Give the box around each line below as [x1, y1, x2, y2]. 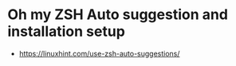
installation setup [7, 22, 125, 41]
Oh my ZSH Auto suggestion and [7, 6, 229, 24]
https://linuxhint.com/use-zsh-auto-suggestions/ [18, 49, 180, 58]
